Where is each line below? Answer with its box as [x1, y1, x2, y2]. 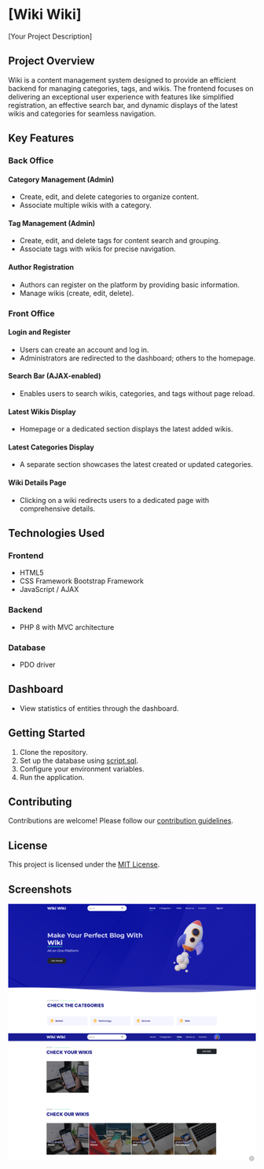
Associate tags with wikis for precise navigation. [19, 244, 177, 253]
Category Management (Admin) [8, 175, 115, 184]
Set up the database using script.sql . [19, 756, 139, 765]
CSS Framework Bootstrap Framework [19, 576, 144, 586]
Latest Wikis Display [8, 407, 76, 416]
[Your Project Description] [8, 31, 93, 41]
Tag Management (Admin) [8, 218, 96, 228]
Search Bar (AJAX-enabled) [8, 372, 101, 381]
